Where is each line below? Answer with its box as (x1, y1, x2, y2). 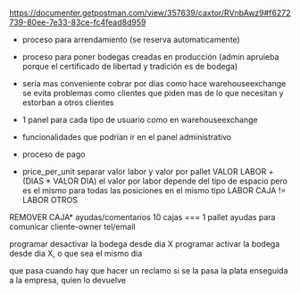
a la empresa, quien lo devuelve (9, 275, 127, 285)
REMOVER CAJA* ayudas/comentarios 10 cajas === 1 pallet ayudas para (9, 212, 276, 222)
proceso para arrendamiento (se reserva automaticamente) (21, 35, 241, 45)
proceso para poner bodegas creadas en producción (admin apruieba (21, 52, 279, 61)
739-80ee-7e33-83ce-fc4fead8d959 (9, 17, 146, 28)
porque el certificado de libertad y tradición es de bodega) (21, 61, 238, 71)
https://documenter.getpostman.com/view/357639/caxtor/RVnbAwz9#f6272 (9, 8, 291, 18)
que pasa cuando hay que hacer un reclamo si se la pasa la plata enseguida (9, 265, 288, 275)
